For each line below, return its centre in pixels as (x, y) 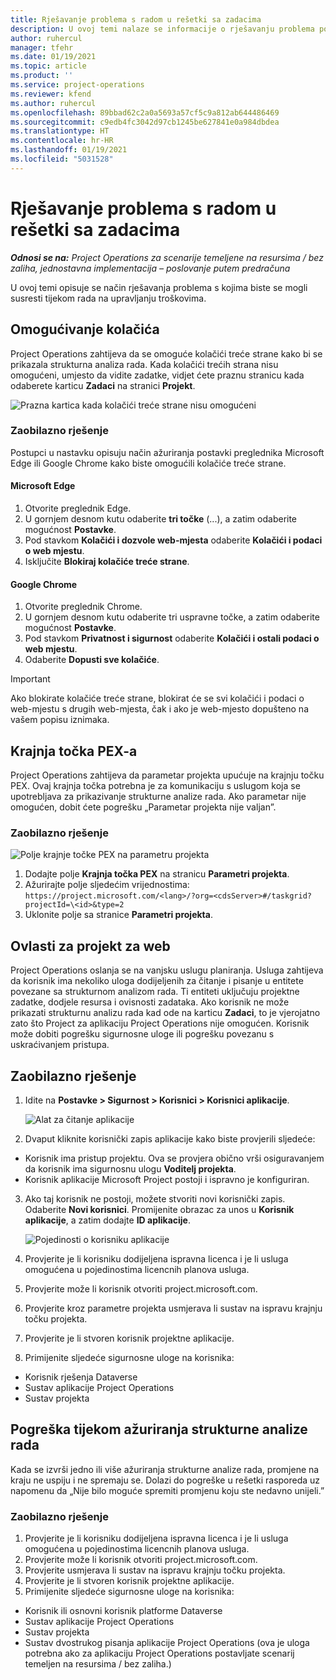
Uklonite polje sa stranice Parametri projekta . (118, 915)
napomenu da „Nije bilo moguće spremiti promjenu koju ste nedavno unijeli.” (167, 1490)
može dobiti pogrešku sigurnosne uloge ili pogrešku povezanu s (142, 1034)
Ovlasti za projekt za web (90, 946)
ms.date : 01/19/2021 (53, 57)
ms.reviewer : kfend (51, 94)
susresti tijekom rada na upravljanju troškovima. (108, 298)
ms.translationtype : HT (60, 131)
